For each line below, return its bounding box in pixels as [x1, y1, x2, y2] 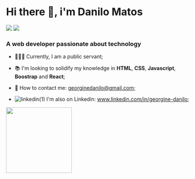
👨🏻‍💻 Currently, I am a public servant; [14, 53, 103, 60]
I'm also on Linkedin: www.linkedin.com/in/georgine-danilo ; [46, 96, 190, 103]
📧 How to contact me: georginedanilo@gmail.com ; [14, 85, 136, 92]
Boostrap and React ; [14, 73, 65, 80]
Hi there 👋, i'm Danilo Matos [6, 5, 143, 19]
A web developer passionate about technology [6, 40, 141, 48]
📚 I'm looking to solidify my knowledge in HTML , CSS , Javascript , [14, 65, 176, 72]
